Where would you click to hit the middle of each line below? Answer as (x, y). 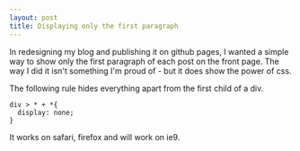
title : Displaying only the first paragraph (94, 26)
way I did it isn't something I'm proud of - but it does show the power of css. (150, 71)
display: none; (46, 112)
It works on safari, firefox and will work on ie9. (95, 137)
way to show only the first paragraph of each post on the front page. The (145, 61)
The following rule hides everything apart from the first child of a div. (137, 88)
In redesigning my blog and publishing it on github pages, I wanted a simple (149, 51)
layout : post (34, 18)
